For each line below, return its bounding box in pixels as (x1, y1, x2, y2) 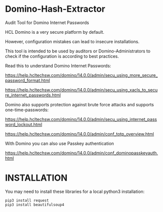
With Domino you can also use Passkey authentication (5, 141, 114, 146)
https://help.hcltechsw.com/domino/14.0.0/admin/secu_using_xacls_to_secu (5, 87, 158, 93)
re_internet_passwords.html (5, 92, 61, 98)
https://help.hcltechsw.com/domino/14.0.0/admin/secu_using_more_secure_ (5, 72, 158, 78)
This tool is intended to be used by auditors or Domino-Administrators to (5, 48, 150, 54)
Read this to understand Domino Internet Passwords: (5, 63, 111, 69)
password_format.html (5, 77, 50, 83)
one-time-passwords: (5, 107, 49, 113)
